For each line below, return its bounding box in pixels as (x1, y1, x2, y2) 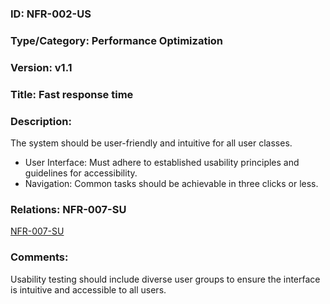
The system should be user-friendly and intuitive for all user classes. (10, 137, 293, 149)
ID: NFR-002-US (10, 7, 92, 21)
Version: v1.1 (10, 60, 73, 74)
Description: (10, 114, 72, 128)
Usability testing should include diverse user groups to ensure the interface (10, 273, 321, 285)
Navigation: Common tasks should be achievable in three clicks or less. (24, 177, 319, 189)
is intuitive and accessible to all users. (10, 283, 167, 296)
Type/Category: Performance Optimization (10, 33, 224, 47)
